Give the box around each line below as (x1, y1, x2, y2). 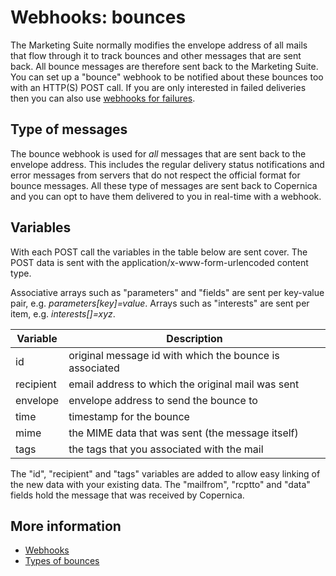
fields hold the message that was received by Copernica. (10, 489, 245, 501)
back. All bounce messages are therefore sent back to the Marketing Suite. (10, 60, 319, 72)
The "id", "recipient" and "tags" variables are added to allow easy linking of (10, 467, 321, 480)
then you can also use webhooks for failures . (10, 92, 196, 104)
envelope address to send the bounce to (68, 393, 258, 407)
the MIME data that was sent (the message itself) (68, 426, 299, 440)
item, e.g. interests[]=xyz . (10, 307, 116, 320)
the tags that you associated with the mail (68, 442, 264, 456)
